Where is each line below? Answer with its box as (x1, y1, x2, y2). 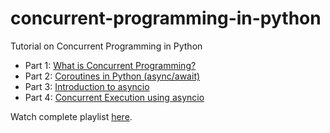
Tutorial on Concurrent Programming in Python (10, 40, 203, 52)
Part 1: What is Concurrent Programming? (24, 59, 197, 71)
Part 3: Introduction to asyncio (24, 80, 150, 92)
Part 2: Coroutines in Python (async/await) (24, 70, 201, 82)
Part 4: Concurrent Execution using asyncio (24, 91, 205, 103)
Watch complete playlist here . (10, 110, 133, 122)
